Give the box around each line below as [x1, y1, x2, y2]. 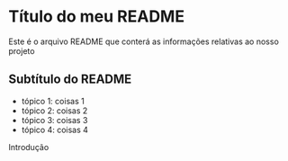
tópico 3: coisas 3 [21, 114, 88, 125]
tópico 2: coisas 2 [21, 105, 88, 116]
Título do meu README [8, 6, 185, 27]
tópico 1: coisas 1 [21, 95, 85, 106]
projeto [8, 45, 35, 56]
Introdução [8, 141, 49, 152]
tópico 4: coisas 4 [21, 124, 89, 135]
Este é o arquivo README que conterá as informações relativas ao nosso [8, 36, 280, 47]
